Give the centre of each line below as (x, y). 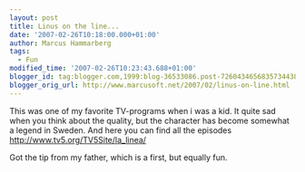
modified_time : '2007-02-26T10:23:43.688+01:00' (103, 69)
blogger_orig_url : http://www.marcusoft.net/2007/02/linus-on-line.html (150, 85)
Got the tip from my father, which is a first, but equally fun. (118, 157)
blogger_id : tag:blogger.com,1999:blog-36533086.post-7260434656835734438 (154, 77)
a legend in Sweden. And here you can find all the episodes (121, 130)
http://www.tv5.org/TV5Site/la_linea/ (78, 139)
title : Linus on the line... (64, 26)
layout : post (34, 18)
